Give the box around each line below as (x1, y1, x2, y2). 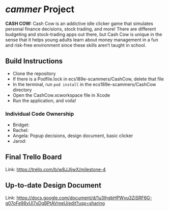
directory (12, 87, 32, 93)
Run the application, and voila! (12, 97, 76, 103)
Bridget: (12, 122, 30, 128)
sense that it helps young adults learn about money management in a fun (5, 37, 159, 43)
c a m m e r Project (5, 4, 75, 15)
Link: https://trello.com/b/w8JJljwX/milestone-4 (5, 166, 106, 172)
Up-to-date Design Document (5, 181, 102, 190)
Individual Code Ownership (5, 110, 74, 117)
